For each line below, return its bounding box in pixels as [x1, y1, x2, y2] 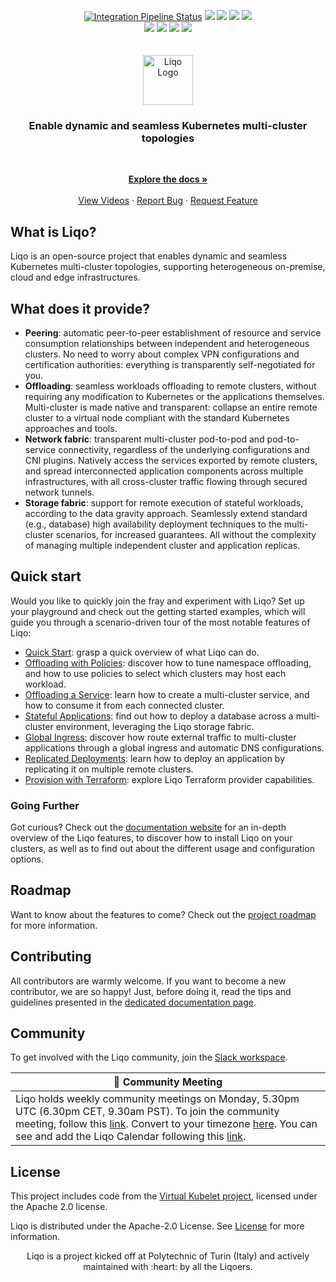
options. [10, 853, 45, 865]
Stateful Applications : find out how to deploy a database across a [24, 710, 294, 722]
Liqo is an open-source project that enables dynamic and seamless [10, 250, 288, 262]
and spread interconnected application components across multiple [24, 465, 304, 477]
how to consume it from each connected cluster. [24, 699, 225, 711]
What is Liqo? [10, 223, 97, 240]
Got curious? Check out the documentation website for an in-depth [10, 821, 287, 834]
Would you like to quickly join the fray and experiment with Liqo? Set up [10, 595, 305, 607]
